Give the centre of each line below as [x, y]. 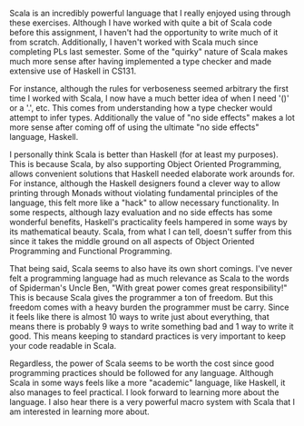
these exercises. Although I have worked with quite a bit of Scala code [141, 23]
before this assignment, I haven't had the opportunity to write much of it [144, 32]
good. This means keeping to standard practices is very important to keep [147, 336]
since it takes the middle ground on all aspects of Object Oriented [132, 241]
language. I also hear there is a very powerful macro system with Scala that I [152, 402]
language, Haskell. [44, 137]
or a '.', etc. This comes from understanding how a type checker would [141, 108]
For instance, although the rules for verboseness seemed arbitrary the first [149, 89]
